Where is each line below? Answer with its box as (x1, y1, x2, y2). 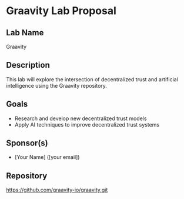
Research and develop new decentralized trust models (14, 115, 147, 122)
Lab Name (6, 28, 44, 38)
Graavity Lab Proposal (6, 4, 116, 18)
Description (6, 60, 50, 70)
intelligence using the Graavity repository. (6, 82, 108, 89)
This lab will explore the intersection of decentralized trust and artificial (6, 75, 178, 83)
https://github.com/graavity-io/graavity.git (6, 187, 108, 194)
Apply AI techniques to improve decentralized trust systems (14, 121, 160, 128)
